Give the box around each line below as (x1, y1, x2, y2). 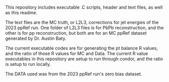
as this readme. (5, 10, 37, 16)
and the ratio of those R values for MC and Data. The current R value (5, 50, 148, 56)
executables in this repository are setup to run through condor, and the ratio (5, 56, 163, 62)
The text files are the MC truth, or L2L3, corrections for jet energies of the (5, 20, 159, 25)
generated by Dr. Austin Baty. (5, 35, 67, 41)
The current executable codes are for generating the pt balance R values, (5, 45, 158, 51)
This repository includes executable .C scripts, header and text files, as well (5, 5, 163, 10)
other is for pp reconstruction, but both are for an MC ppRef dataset (5, 30, 147, 36)
